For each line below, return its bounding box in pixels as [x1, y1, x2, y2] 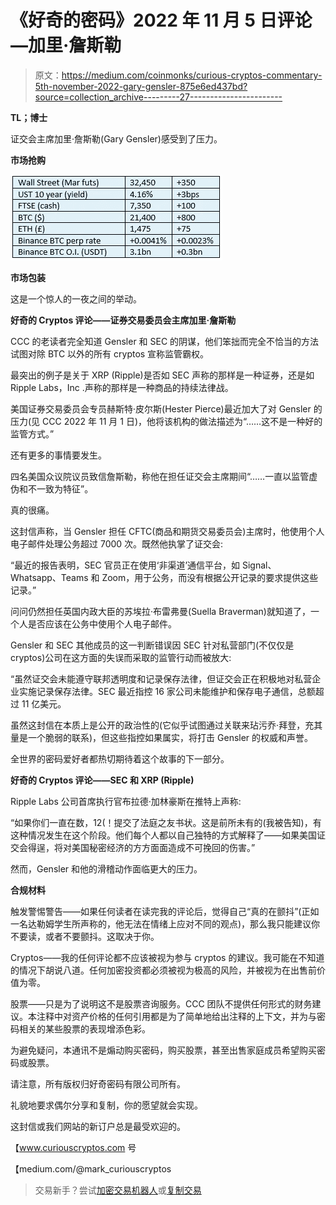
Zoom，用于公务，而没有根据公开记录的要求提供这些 [101, 571, 319, 583]
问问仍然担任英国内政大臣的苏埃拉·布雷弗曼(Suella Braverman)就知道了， [10, 605, 311, 617]
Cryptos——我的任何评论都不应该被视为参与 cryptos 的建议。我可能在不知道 [10, 951, 325, 963]
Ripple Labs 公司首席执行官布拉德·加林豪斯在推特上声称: [10, 795, 242, 807]
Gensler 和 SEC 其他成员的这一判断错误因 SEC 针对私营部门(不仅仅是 [10, 639, 295, 651]
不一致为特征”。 [27, 482, 94, 495]
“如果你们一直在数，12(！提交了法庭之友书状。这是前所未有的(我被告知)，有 [10, 816, 322, 828]
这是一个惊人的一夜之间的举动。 [10, 292, 142, 305]
